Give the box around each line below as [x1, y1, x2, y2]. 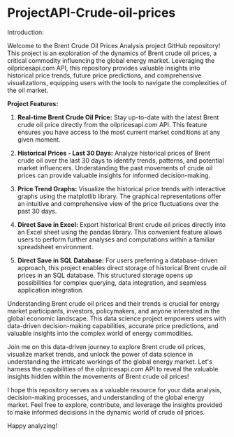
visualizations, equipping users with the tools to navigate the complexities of [7, 78, 227, 87]
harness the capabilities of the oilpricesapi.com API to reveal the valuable [7, 364, 219, 373]
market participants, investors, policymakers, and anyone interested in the [7, 306, 220, 315]
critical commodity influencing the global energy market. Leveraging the [7, 56, 215, 64]
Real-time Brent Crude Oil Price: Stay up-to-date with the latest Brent [17, 113, 219, 121]
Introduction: [7, 28, 44, 36]
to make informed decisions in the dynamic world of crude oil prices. [7, 408, 205, 416]
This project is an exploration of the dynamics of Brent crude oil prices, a [7, 49, 217, 57]
